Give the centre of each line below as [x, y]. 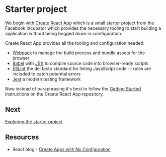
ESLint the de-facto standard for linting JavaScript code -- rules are [82, 69]
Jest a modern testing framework [46, 79]
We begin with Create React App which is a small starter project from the [80, 23]
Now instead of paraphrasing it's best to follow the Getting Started [73, 88]
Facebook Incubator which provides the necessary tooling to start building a [83, 28]
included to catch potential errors [46, 74]
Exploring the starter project [34, 121]
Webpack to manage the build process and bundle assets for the [79, 53]
